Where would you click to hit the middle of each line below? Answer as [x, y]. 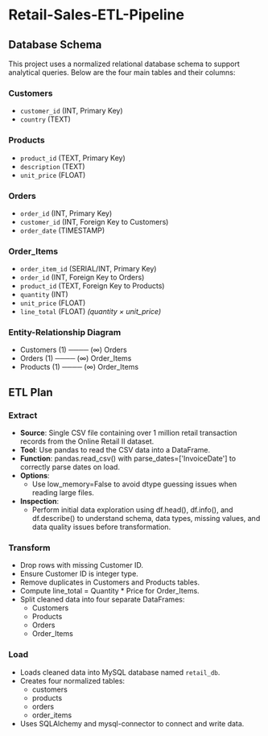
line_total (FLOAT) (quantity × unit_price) [91, 312]
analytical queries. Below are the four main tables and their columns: [122, 72]
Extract [23, 415]
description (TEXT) [53, 166]
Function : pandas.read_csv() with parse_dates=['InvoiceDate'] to [128, 459]
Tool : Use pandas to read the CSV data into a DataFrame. [115, 450]
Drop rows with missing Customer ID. [81, 565]
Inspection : [39, 502]
